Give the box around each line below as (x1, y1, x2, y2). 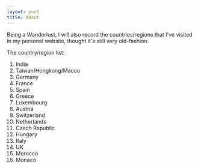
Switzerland (15, 112, 46, 119)
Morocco (15, 149, 39, 157)
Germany (15, 73, 39, 80)
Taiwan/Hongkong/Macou (15, 67, 81, 74)
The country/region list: (7, 49, 65, 56)
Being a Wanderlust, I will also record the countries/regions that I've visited (7, 31, 193, 38)
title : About (7, 14, 40, 20)
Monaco (15, 156, 37, 163)
